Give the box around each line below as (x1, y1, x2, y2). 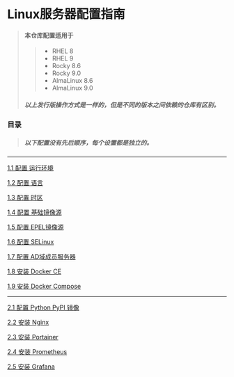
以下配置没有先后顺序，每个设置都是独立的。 (24, 138, 153, 147)
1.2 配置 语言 (7, 179, 44, 187)
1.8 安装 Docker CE (7, 267, 61, 275)
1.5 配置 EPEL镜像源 (7, 223, 64, 232)
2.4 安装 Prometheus (7, 348, 68, 356)
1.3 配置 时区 (7, 193, 43, 202)
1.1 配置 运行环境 (7, 164, 54, 173)
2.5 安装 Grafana (7, 362, 56, 371)
